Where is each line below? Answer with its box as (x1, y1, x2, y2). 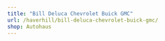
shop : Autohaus (7, 23, 52, 30)
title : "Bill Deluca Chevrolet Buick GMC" (7, 10, 133, 17)
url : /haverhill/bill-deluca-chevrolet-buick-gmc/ (7, 17, 159, 24)
